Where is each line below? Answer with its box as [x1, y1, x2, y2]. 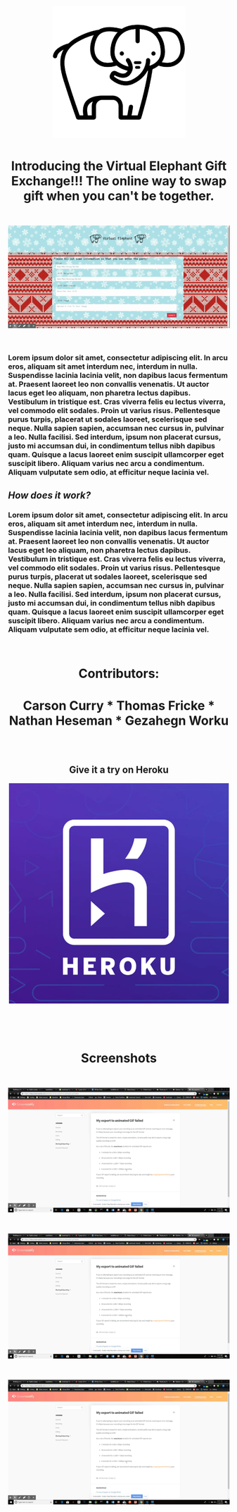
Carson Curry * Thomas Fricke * [23, 698, 215, 714]
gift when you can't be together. [23, 188, 214, 204]
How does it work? [8, 489, 91, 501]
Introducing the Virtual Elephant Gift [11, 158, 227, 174]
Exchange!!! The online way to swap [11, 173, 227, 189]
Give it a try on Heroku [68, 764, 169, 776]
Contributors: [78, 665, 160, 682]
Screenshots [80, 1050, 158, 1066]
